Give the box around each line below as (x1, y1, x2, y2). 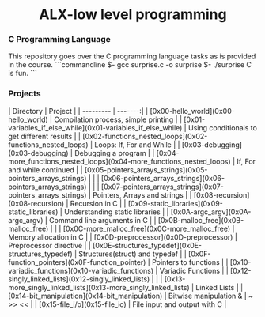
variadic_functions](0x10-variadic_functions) (8, 266, 154, 275)
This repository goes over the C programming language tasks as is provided (8, 51, 256, 61)
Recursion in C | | (70, 198, 127, 208)
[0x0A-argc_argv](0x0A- (170, 207, 252, 217)
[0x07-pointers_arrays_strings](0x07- (101, 182, 224, 191)
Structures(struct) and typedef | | (78, 249, 187, 259)
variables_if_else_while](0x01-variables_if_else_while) (8, 123, 183, 132)
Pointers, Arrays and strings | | (92, 190, 192, 199)
